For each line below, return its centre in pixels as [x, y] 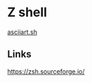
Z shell [27, 12]
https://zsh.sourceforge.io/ [46, 71]
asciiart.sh [22, 32]
